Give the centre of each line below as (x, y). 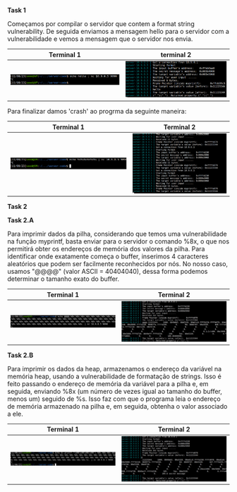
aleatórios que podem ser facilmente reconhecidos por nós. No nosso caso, (117, 264)
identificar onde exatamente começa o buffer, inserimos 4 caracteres (108, 256)
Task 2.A (20, 220)
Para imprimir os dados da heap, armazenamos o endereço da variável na (115, 368)
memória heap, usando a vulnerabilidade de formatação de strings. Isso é (115, 376)
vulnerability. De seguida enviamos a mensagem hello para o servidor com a (118, 31)
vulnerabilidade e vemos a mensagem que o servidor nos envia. (100, 39)
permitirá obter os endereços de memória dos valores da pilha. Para (106, 249)
